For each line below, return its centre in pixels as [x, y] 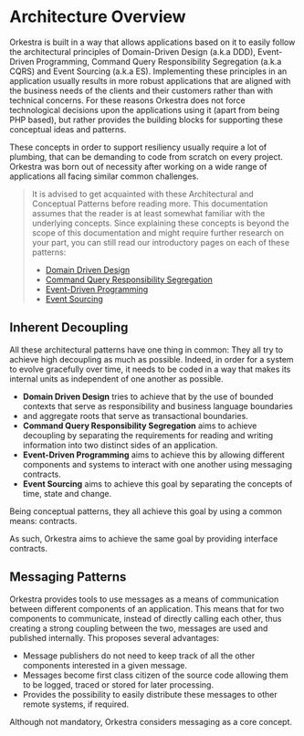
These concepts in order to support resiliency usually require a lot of [138, 147]
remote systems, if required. [76, 704]
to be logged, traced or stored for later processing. [118, 684]
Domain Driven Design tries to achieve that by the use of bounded [148, 396]
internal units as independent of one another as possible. [116, 379]
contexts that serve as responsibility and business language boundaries [158, 406]
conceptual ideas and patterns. [68, 129]
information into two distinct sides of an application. [120, 445]
